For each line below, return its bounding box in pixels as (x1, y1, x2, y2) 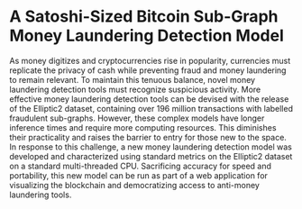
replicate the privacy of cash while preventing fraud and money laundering (9, 65, 287, 76)
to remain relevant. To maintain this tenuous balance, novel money (9, 74, 255, 85)
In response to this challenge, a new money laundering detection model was (9, 141, 293, 152)
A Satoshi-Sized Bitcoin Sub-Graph (9, 6, 279, 27)
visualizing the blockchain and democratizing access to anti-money (9, 179, 260, 190)
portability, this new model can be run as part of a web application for (9, 169, 269, 181)
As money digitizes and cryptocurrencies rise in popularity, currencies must (9, 55, 291, 66)
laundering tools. (9, 189, 72, 200)
